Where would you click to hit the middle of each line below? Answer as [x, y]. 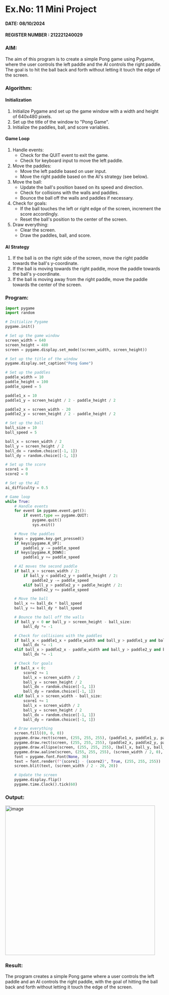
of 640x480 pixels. [32, 116]
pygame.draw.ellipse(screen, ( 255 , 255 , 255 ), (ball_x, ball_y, [83, 747]
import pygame [20, 308]
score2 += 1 [36, 673]
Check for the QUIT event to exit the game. [64, 155]
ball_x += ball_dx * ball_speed [48, 604]
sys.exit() [44, 525]
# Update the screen [36, 775]
